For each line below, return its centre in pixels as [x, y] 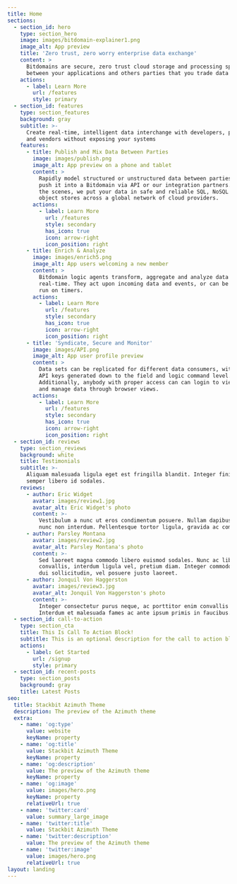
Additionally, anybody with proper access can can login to [129, 382]
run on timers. [61, 290]
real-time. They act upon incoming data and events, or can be [134, 284]
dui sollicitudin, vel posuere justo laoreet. [108, 573]
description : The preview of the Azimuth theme [85, 711]
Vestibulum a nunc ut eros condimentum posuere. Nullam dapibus [135, 521]
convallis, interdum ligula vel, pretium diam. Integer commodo [135, 567]
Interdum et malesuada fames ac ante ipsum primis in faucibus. [135, 613]
